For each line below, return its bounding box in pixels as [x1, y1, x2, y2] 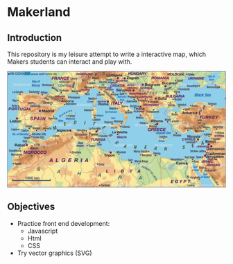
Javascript [27, 227, 58, 235]
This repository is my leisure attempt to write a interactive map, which [7, 50, 207, 58]
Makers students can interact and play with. [7, 58, 132, 66]
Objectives [7, 201, 55, 213]
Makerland [7, 4, 71, 20]
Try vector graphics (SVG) [17, 249, 92, 257]
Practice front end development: [17, 219, 110, 227]
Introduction [7, 32, 62, 44]
